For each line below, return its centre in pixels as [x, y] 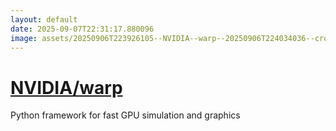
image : [24, 38]
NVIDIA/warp [66, 87]
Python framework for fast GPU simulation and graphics [125, 115]
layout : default [44, 19]
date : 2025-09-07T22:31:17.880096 [82, 29]
